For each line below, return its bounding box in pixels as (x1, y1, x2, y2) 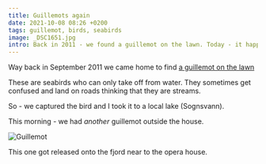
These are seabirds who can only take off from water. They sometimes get (8, 78, 252, 88)
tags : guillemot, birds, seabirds (8, 26, 123, 34)
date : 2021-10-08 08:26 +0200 (8, 19, 108, 27)
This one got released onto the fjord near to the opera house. (8, 147, 208, 157)
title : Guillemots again (8, 11, 90, 20)
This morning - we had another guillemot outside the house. (8, 117, 204, 126)
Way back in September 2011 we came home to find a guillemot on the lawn (8, 62, 255, 72)
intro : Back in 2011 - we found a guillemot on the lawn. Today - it (8, 41, 243, 49)
